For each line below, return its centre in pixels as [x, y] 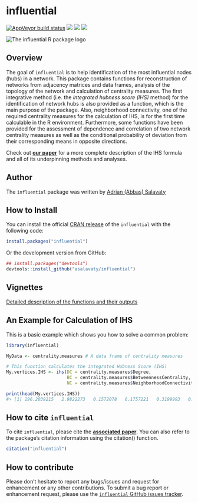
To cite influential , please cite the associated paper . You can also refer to [98, 432]
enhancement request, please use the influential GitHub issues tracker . [95, 494]
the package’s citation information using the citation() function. [82, 438]
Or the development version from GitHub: [56, 253]
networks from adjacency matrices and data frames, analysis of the [88, 84]
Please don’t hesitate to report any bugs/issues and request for [83, 482]
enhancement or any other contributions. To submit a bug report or [88, 488]
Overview [24, 58]
